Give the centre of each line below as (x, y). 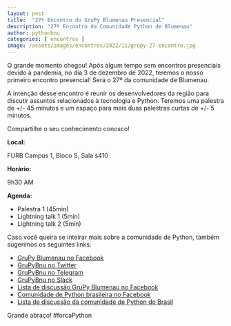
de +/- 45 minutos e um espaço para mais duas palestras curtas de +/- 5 (111, 108)
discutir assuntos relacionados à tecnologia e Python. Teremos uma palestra (115, 100)
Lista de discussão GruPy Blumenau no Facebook (88, 287)
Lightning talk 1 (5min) (49, 216)
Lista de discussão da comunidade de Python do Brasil (95, 302)
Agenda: (20, 195)
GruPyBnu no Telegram (50, 272)
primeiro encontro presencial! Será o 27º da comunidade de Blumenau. (108, 80)
